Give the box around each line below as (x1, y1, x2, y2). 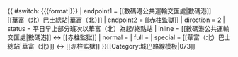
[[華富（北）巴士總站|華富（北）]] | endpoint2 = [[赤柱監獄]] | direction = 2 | (7, 15, 225, 24)
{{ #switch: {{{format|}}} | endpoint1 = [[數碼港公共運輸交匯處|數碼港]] (7, 7, 212, 15)
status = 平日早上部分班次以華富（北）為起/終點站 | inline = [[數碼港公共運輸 (7, 25, 230, 32)
